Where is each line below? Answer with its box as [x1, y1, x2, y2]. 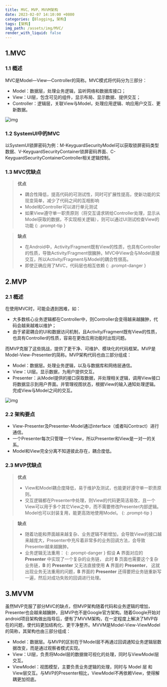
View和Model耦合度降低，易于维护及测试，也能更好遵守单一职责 [24, 485, 158, 491]
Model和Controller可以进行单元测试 [24, 204, 98, 210]
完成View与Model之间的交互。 [12, 387, 75, 393]
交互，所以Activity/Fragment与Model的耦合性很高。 [24, 256, 131, 262]
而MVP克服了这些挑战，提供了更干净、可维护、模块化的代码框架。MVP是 [5, 345, 156, 351]
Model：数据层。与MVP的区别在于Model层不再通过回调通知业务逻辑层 [12, 639, 158, 645]
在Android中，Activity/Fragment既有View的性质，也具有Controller [24, 244, 161, 250]
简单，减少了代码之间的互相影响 [33, 198, 100, 204]
